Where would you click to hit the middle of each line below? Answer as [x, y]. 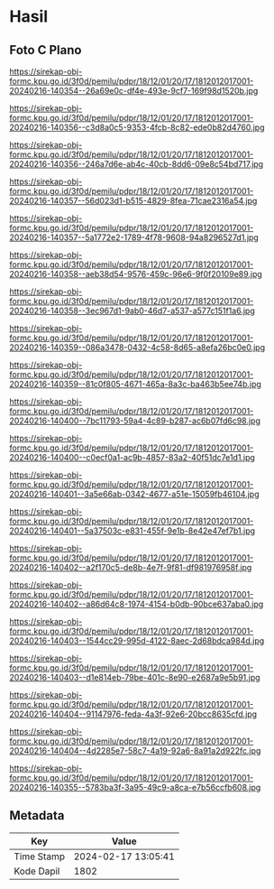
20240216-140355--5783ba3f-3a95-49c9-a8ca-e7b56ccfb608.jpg [135, 787]
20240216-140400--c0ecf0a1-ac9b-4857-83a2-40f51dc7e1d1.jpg [132, 457]
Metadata [37, 815]
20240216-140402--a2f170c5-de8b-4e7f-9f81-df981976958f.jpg [131, 567]
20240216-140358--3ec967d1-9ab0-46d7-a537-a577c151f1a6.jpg [132, 310]
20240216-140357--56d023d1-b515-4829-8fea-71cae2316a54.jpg [133, 201]
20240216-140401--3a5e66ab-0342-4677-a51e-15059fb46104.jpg [134, 494]
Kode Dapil [37, 871]
